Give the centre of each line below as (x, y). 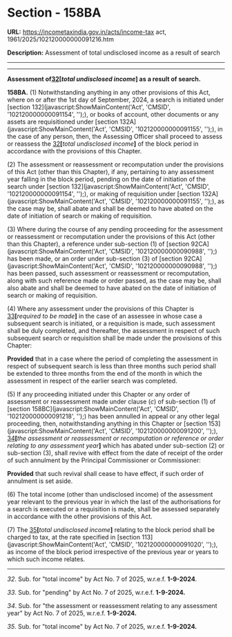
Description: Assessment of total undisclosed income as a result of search (114, 53)
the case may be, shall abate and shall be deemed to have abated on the (110, 208)
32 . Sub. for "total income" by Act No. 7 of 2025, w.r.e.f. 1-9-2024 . (102, 579)
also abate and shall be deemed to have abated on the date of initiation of (112, 287)
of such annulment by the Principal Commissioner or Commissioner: (104, 460)
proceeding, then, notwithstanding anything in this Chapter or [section (107, 424)
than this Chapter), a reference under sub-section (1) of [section (98, 244)
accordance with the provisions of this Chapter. (75, 151)
